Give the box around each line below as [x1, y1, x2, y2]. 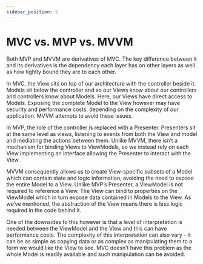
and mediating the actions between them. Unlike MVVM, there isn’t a [6, 137, 178, 144]
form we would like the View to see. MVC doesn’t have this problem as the [6, 244, 192, 251]
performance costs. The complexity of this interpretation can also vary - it [6, 231, 191, 239]
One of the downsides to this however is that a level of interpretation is [6, 218, 183, 225]
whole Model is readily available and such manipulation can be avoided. [6, 250, 186, 258]
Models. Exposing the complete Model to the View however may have [6, 99, 181, 106]
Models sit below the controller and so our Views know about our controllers [6, 86, 197, 93]
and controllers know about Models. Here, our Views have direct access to [6, 92, 193, 100]
